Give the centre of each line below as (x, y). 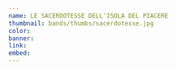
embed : (19, 53)
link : (17, 46)
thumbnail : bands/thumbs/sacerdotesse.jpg (81, 23)
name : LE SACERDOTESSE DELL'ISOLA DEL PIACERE (88, 16)
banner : (21, 38)
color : (19, 31)
